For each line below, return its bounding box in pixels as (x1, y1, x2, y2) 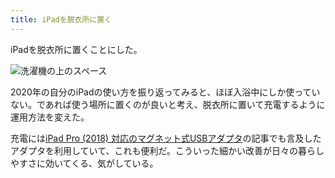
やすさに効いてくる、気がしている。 (10, 157, 159, 169)
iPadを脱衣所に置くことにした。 (10, 43, 143, 55)
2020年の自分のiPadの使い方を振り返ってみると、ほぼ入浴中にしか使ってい (10, 86, 321, 98)
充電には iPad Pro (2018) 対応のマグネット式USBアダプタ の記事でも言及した (10, 132, 322, 144)
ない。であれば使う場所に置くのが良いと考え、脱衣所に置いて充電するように (10, 98, 326, 110)
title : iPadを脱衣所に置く (10, 14, 112, 25)
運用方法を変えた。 (10, 111, 90, 123)
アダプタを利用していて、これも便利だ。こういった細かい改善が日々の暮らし (10, 144, 325, 156)
